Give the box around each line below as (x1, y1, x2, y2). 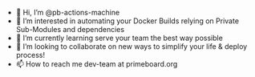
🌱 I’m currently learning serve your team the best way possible (15, 33, 223, 43)
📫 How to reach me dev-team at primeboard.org (15, 59, 178, 68)
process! (15, 51, 46, 59)
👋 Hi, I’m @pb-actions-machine (15, 8, 120, 17)
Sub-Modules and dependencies (15, 25, 125, 34)
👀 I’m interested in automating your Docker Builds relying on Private (15, 16, 239, 26)
